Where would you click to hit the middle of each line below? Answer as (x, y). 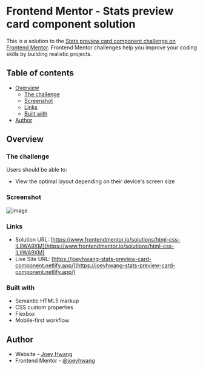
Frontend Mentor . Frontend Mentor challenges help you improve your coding (102, 47)
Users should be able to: (37, 170)
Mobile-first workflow (42, 320)
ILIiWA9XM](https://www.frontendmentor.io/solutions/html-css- (95, 246)
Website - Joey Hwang (44, 354)
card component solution (71, 24)
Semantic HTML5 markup (47, 301)
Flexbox (25, 314)
